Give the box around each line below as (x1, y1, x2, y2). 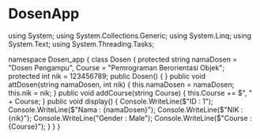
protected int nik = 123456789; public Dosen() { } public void (8, 71, 206, 81)
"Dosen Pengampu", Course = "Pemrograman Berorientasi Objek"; (8, 62, 225, 72)
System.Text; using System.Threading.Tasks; (8, 39, 155, 48)
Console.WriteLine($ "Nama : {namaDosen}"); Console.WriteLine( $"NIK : (8, 104, 243, 115)
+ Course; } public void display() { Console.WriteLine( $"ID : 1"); (8, 96, 213, 106)
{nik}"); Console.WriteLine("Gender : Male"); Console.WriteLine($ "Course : (8, 113, 252, 122)
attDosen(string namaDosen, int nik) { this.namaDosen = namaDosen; (8, 80, 235, 89)
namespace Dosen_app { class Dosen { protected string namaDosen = (8, 54, 238, 64)
